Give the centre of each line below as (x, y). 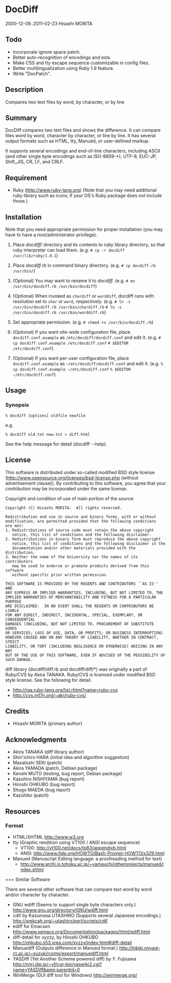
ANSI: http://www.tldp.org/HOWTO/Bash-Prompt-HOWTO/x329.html (92, 853)
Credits (17, 711)
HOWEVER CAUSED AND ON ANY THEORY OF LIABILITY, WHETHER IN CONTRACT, (82, 637)
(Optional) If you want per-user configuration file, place (71, 358)
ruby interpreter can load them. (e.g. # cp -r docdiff (69, 250)
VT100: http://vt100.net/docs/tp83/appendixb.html (73, 848)
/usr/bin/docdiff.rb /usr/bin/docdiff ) (55, 286)
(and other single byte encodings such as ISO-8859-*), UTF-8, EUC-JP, (81, 156)
